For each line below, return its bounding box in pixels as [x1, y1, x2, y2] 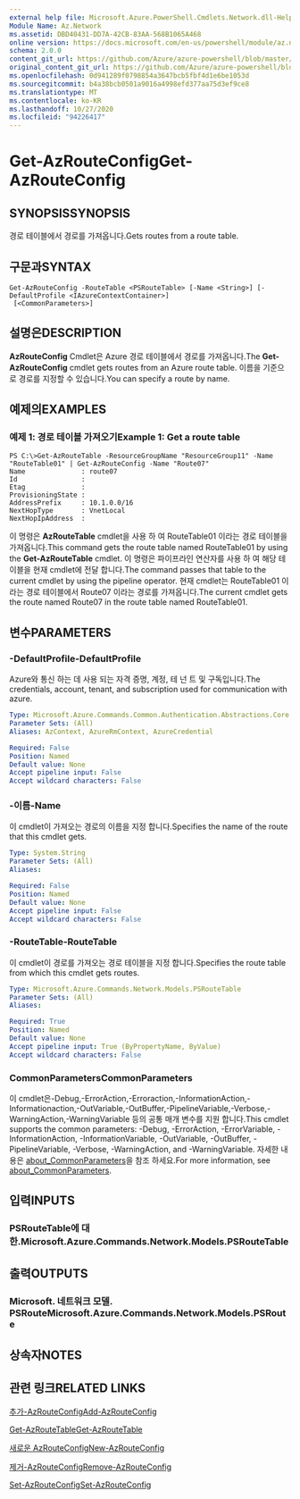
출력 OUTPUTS [9, 1266, 88, 1281]
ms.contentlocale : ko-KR [9, 96, 102, 105]
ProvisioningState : [9, 490, 87, 500]
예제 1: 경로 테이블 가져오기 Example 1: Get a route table [9, 431, 241, 443]
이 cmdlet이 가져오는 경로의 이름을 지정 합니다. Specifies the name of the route [9, 821, 288, 832]
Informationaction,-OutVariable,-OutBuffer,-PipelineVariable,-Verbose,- [9, 1103, 271, 1114]
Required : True [9, 1017, 66, 1026]
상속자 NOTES [9, 1348, 83, 1363]
